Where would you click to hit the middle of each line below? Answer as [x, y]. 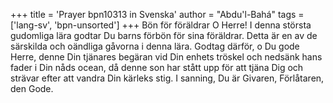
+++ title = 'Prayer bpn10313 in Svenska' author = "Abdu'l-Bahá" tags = [157, 14]
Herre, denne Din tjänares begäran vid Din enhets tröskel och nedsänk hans [166, 57]
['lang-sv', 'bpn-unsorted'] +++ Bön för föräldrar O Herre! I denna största [161, 25]
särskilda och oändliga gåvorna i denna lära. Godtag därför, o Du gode [155, 46]
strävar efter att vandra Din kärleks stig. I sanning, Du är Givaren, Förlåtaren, [167, 78]
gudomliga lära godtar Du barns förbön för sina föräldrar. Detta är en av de [164, 35]
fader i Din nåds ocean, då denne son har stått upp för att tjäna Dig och [157, 67]
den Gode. [32, 88]
